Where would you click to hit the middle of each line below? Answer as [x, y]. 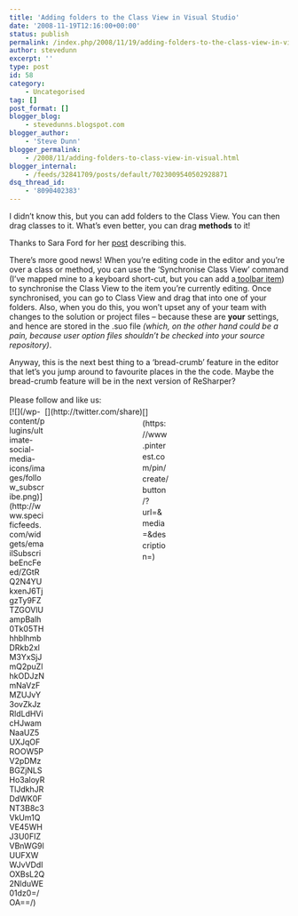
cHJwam [25, 723]
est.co [154, 457]
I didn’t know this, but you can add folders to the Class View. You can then [145, 216]
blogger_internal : [43, 166]
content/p [27, 421]
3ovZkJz [25, 704]
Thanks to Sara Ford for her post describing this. [98, 243]
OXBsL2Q [27, 874]
